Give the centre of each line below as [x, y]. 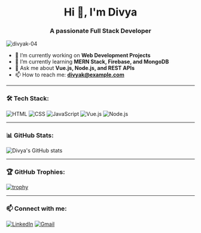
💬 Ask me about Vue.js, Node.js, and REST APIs [74, 68]
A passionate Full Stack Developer [100, 31]
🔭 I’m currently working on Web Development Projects [83, 56]
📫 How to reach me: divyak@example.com [69, 75]
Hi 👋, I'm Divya [100, 12]
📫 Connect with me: [36, 209]
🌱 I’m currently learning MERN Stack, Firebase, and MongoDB [92, 62]
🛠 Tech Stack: [28, 99]
